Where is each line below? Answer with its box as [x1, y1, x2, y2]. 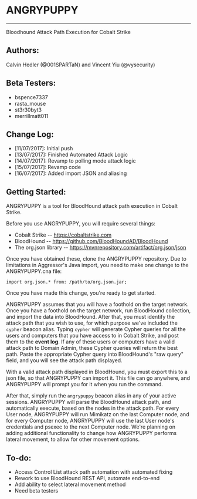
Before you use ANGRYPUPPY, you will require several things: [6, 220, 156, 227]
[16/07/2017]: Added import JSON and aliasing [14, 170, 127, 177]
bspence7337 [14, 93, 48, 100]
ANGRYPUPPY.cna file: [6, 268, 62, 275]
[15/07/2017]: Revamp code [14, 164, 81, 171]
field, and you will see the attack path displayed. [6, 357, 123, 364]
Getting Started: [6, 187, 66, 197]
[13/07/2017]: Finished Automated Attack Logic [14, 151, 128, 159]
